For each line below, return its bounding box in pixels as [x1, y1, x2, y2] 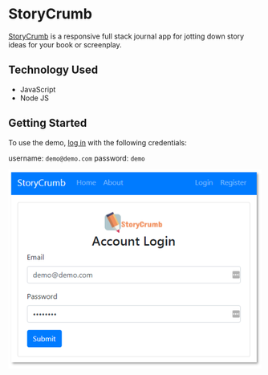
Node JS [19, 93, 50, 103]
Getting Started [8, 116, 87, 130]
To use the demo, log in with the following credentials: [8, 137, 187, 147]
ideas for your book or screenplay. [8, 39, 122, 49]
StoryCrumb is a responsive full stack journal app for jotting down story [8, 31, 245, 41]
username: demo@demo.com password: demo [8, 153, 146, 163]
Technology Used [8, 63, 99, 77]
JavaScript [19, 84, 56, 94]
